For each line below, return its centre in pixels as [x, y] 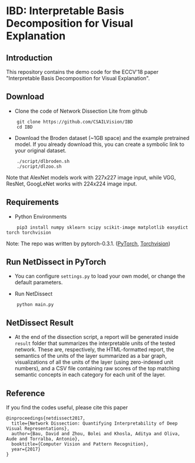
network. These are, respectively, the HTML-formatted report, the [94, 350]
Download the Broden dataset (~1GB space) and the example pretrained [102, 138]
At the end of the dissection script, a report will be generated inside [96, 337]
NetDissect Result [40, 323]
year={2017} [26, 449]
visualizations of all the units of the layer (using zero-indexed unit [94, 362]
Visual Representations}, [38, 429]
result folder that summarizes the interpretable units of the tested [95, 343]
